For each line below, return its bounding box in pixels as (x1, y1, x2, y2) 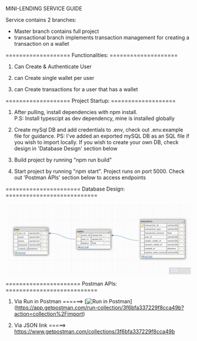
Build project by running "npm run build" (14, 156, 112, 163)
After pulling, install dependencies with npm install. (14, 109, 138, 115)
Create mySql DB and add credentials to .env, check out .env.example (14, 126, 183, 133)
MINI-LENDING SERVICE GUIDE (5, 5, 83, 12)
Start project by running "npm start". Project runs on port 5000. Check (14, 168, 185, 175)
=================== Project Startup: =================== (5, 97, 176, 104)
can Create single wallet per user (14, 75, 95, 81)
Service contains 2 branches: (5, 16, 77, 23)
